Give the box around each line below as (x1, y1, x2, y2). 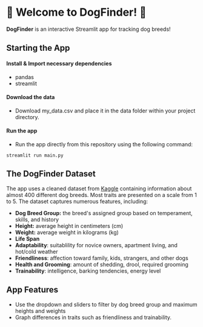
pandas (15, 73, 35, 80)
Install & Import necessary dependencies (6, 60, 112, 67)
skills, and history (15, 216, 59, 223)
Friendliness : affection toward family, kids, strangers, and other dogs (15, 254, 189, 262)
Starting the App (6, 43, 70, 53)
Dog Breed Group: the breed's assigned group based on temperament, (15, 209, 193, 216)
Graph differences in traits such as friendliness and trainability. (15, 314, 171, 321)
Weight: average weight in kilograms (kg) (15, 228, 119, 236)
